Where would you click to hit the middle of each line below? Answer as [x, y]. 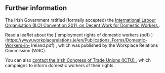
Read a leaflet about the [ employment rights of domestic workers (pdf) [78, 35]
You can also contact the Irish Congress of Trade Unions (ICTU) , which [78, 60]
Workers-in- [18, 45]
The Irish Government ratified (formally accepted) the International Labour [81, 20]
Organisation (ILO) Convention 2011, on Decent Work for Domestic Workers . [83, 25]
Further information [36, 8]
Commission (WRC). [26, 50]
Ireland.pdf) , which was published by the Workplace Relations [94, 45]
